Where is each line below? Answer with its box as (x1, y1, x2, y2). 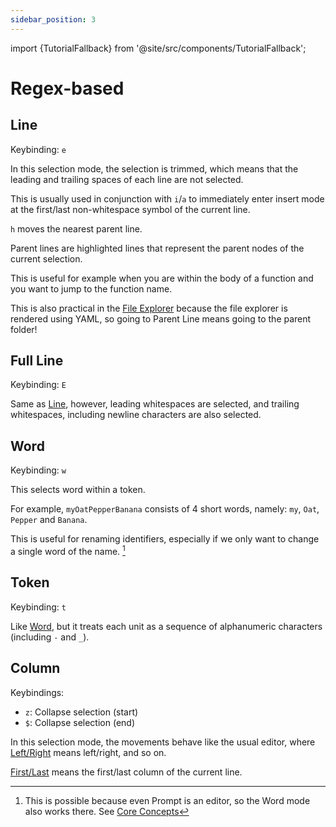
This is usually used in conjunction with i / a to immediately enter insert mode (10, 192, 325, 205)
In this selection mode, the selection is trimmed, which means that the (10, 162, 299, 175)
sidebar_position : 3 (10, 14, 97, 25)
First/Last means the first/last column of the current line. (10, 766, 243, 778)
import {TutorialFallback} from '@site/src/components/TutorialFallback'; (10, 42, 307, 54)
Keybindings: (10, 686, 65, 698)
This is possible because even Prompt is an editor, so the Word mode (24, 794, 311, 806)
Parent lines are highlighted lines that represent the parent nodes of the (10, 242, 305, 254)
